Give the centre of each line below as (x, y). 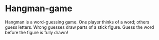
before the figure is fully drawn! (36, 32)
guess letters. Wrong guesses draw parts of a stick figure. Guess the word (79, 27)
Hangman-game (39, 9)
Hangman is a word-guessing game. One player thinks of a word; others (77, 22)
